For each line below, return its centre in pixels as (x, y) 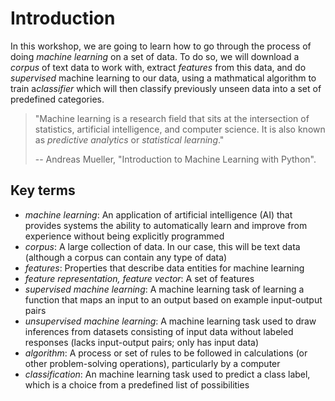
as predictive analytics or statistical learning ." (129, 139)
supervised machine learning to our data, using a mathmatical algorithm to (163, 78)
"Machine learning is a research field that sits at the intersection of (172, 118)
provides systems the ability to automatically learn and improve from (166, 225)
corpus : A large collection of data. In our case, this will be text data (162, 246)
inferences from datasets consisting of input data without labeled (159, 331)
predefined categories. (57, 99)
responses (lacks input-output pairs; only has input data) (142, 342)
